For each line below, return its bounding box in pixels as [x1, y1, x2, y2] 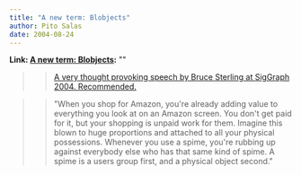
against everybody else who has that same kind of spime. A [53, 146, 276, 157]
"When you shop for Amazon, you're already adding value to [53, 99, 279, 109]
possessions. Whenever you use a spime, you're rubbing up [53, 136, 276, 148]
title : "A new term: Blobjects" [9, 13, 130, 22]
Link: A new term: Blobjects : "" [9, 55, 127, 66]
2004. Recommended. [53, 82, 137, 92]
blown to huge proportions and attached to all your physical [53, 127, 275, 138]
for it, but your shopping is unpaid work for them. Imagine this [53, 118, 283, 128]
